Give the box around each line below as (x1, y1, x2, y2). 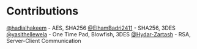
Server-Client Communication (6, 37, 81, 44)
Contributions (6, 4, 78, 18)
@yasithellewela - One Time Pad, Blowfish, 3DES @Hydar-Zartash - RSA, (6, 30, 191, 38)
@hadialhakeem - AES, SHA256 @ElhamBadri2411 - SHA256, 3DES (6, 24, 176, 31)
